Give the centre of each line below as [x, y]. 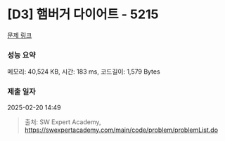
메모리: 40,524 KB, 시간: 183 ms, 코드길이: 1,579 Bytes [84, 72]
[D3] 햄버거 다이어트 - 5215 [83, 14]
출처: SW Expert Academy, [63, 122]
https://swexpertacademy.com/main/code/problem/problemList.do [121, 130]
